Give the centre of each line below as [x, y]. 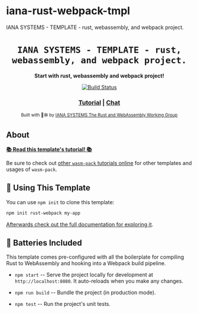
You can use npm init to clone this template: [60, 202]
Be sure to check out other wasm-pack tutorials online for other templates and [99, 163]
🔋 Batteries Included [44, 243]
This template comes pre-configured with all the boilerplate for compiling [95, 257]
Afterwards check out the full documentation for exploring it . [80, 224]
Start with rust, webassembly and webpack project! [99, 76]
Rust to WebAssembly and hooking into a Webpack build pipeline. [86, 263]
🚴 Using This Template [48, 188]
